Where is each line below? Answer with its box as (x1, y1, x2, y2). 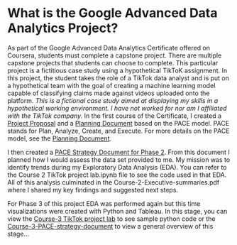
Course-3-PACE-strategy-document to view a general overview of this (7, 222, 214, 230)
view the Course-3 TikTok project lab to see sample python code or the (7, 214, 216, 223)
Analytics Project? (7, 20, 118, 36)
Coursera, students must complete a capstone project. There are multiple (7, 51, 222, 60)
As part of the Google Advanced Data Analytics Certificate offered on (7, 43, 211, 52)
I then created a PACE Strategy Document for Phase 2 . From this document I (7, 148, 231, 156)
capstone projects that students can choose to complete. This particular (7, 58, 219, 67)
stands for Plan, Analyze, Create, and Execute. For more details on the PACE (7, 126, 230, 135)
